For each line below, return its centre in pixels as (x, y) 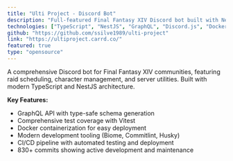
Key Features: (28, 100)
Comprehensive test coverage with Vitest (76, 120)
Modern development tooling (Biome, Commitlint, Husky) (98, 135)
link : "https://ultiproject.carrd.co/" (65, 39)
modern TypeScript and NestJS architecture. (71, 86)
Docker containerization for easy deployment (82, 128)
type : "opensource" (35, 53)
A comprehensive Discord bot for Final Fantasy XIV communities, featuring (114, 72)
